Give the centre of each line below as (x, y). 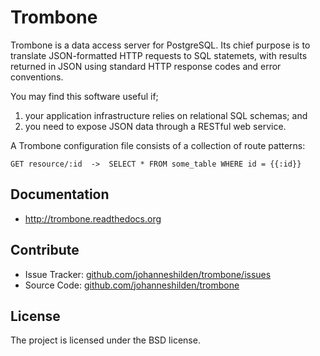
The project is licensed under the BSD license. (105, 340)
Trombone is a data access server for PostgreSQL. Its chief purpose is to (160, 45)
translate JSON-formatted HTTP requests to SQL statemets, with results (159, 55)
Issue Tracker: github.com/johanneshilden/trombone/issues (148, 274)
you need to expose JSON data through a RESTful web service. (155, 126)
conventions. (37, 77)
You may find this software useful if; (84, 96)
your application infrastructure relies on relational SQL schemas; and (166, 115)
